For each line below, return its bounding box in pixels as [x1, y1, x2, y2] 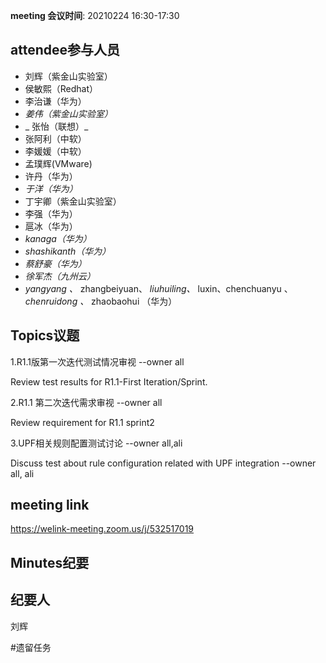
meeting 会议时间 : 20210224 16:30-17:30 [10, 10, 180, 21]
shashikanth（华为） [24, 245, 112, 257]
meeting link [10, 497, 90, 514]
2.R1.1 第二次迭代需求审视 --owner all [10, 396, 163, 408]
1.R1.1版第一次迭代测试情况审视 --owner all [10, 355, 185, 368]
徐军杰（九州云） [24, 270, 96, 282]
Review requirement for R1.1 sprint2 [10, 416, 155, 428]
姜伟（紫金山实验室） [24, 107, 113, 119]
